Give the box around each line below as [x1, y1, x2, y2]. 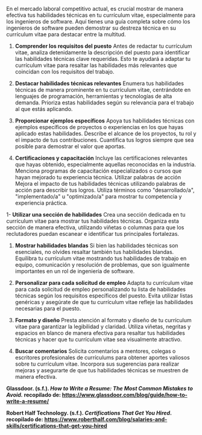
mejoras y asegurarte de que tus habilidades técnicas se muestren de [14, 367, 189, 373]
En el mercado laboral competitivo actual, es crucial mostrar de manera [6, 5, 184, 12]
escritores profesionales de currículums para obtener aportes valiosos [14, 354, 190, 361]
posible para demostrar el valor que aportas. [14, 143, 126, 150]
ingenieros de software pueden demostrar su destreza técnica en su [6, 24, 177, 31]
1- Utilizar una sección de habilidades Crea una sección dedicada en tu [6, 211, 186, 218]
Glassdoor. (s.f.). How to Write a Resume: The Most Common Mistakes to [6, 385, 193, 392]
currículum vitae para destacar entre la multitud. [6, 31, 126, 38]
